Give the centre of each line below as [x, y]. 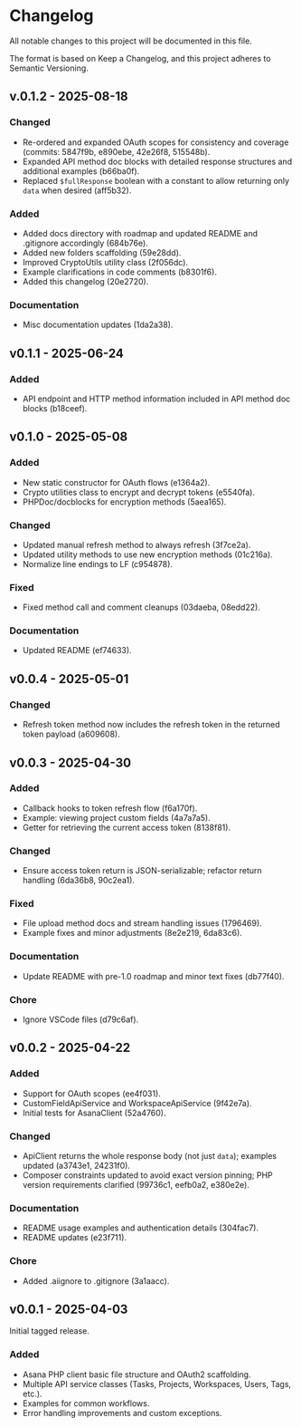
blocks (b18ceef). [55, 408]
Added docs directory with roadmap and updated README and [140, 233]
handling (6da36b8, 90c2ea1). [79, 881]
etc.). [32, 1393]
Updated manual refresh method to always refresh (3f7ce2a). [136, 545]
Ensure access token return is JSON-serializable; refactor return [142, 871]
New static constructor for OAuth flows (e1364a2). [116, 482]
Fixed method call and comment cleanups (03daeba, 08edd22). [141, 607]
